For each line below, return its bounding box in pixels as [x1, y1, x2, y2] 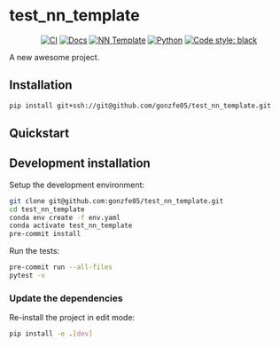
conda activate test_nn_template [9, 221, 133, 231]
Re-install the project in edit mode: [9, 312, 136, 323]
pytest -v [9, 272, 46, 280]
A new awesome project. [9, 51, 100, 62]
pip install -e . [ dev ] [9, 329, 93, 338]
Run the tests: [9, 246, 60, 256]
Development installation [9, 156, 151, 171]
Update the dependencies [9, 292, 123, 304]
